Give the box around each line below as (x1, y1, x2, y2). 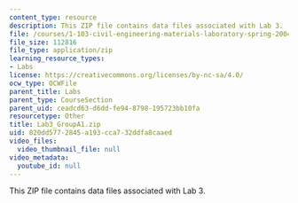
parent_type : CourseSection (9, 95, 114, 105)
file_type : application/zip (9, 46, 114, 55)
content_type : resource (9, 12, 98, 22)
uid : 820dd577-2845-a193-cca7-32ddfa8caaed (9, 129, 173, 137)
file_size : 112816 (9, 37, 77, 47)
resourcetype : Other (9, 112, 86, 121)
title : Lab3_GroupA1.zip (9, 121, 101, 129)
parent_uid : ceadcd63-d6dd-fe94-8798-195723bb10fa (9, 104, 200, 113)
